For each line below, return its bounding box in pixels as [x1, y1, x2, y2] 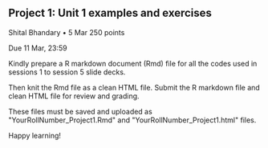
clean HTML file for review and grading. [8, 91, 140, 101]
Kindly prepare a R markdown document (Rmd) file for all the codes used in [8, 58, 258, 68]
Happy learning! [8, 130, 62, 140]
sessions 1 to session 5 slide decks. [8, 67, 126, 77]
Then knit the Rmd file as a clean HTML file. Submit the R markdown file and [8, 82, 261, 92]
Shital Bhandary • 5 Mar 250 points [8, 27, 125, 37]
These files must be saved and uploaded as [8, 106, 152, 116]
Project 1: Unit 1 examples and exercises [8, 6, 213, 20]
